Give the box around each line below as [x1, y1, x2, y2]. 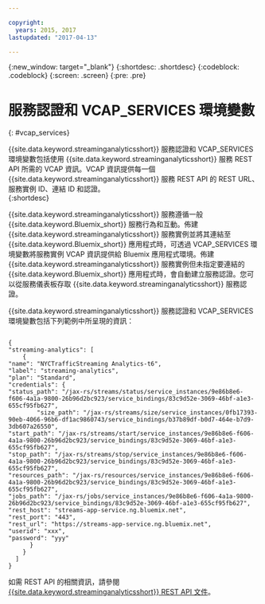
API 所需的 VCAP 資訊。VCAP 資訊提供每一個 [8, 164, 156, 174]
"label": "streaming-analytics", [8, 367, 119, 375]
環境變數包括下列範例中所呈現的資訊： [8, 316, 134, 326]
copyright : [8, 18, 45, 26]
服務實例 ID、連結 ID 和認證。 [8, 184, 105, 194]
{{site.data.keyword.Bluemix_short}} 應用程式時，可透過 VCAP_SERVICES [8, 240, 249, 249]
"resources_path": [8, 472, 69, 480]
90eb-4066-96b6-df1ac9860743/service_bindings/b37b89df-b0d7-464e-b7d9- [8, 416, 255, 424]
